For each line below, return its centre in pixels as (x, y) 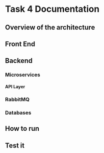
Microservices (23, 75)
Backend (19, 61)
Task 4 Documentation (52, 9)
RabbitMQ (17, 99)
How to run (22, 129)
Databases (18, 113)
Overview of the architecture (50, 27)
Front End (20, 44)
